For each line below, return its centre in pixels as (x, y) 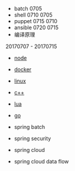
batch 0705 (28, 9)
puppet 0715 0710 (35, 21)
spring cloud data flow (41, 161)
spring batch (30, 127)
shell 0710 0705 (33, 15)
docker (23, 69)
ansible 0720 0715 (36, 27)
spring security (32, 138)
